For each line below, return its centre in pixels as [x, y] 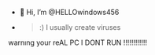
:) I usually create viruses [80, 27]
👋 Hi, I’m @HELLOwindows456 [69, 12]
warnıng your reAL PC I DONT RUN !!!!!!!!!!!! [78, 42]
